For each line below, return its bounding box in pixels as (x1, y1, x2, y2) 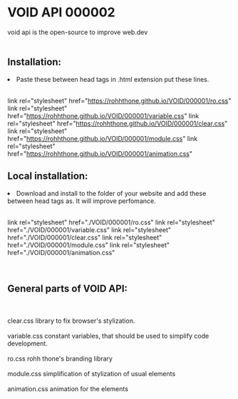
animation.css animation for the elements (7, 385, 128, 393)
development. (7, 339, 48, 348)
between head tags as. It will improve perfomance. (7, 197, 156, 205)
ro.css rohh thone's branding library (7, 354, 113, 363)
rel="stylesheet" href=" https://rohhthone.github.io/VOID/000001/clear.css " (7, 119, 228, 128)
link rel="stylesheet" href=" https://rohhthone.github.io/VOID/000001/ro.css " (7, 96, 232, 105)
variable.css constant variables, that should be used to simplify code (7, 332, 209, 341)
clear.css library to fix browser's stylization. (7, 316, 135, 325)
